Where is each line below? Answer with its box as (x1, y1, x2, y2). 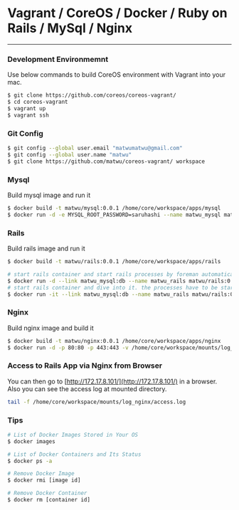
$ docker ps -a (7, 457, 53, 464)
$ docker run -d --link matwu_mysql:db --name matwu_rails (7, 277, 186, 285)
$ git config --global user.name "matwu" (7, 151, 132, 158)
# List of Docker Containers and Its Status (7, 450, 142, 458)
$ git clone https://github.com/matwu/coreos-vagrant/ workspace (7, 158, 205, 165)
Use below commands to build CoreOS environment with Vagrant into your (7, 70, 226, 79)
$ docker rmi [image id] (7, 477, 81, 484)
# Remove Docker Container (7, 489, 87, 497)
